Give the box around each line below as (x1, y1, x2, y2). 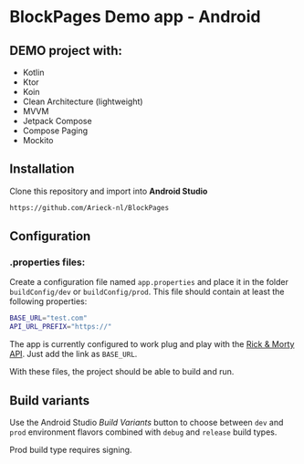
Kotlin (22, 67, 45, 78)
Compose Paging (22, 125, 89, 136)
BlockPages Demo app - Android (9, 6, 262, 27)
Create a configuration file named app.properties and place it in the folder (9, 277, 289, 288)
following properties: (9, 296, 88, 307)
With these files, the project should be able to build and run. (9, 366, 235, 377)
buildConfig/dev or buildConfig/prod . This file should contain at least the (9, 286, 285, 298)
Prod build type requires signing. (9, 444, 132, 455)
